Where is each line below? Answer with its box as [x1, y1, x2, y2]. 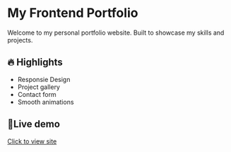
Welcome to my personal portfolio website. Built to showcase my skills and [7, 28, 225, 37]
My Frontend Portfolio [7, 5, 138, 21]
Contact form [17, 90, 57, 98]
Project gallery [17, 83, 60, 91]
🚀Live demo [7, 118, 60, 130]
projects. [7, 35, 33, 44]
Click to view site [7, 136, 57, 146]
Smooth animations [17, 98, 74, 106]
